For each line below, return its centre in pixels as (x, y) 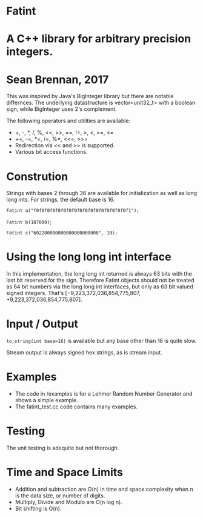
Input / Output (42, 324)
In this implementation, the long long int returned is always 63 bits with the (99, 274)
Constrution (37, 176)
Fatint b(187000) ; (29, 222)
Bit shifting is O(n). (38, 508)
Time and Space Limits (65, 472)
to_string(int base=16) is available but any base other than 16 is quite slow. (101, 341)
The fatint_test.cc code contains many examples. (76, 407)
